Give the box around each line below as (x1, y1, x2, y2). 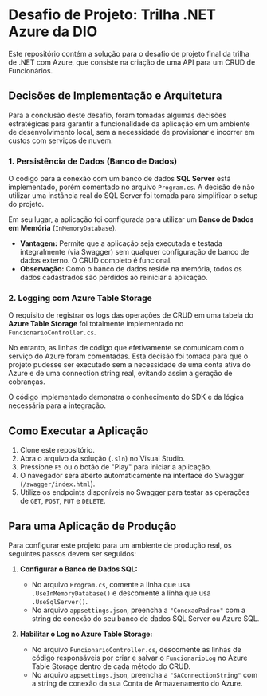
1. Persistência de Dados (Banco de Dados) (8, 156, 178, 167)
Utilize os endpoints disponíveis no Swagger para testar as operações (19, 488, 250, 497)
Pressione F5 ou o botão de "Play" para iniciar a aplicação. (19, 462, 212, 472)
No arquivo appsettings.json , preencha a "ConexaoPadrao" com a (31, 605, 245, 615)
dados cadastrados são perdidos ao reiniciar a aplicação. (19, 273, 209, 283)
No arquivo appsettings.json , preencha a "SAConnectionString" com (31, 670, 257, 679)
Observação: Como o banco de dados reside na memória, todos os (19, 264, 243, 274)
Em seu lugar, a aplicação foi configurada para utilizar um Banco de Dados (8, 215, 254, 224)
